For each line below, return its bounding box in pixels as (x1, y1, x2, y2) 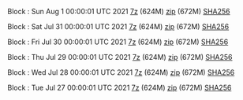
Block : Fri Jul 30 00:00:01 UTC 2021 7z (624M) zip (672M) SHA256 (7, 37, 229, 46)
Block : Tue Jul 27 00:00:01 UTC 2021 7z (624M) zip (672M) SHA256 (7, 83, 232, 92)
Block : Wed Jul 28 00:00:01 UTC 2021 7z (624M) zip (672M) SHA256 (7, 68, 235, 77)
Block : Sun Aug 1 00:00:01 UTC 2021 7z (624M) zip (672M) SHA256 (7, 7, 230, 16)
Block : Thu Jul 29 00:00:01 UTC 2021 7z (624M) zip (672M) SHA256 (7, 53, 234, 61)
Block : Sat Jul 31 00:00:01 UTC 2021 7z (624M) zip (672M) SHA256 (7, 22, 230, 31)
